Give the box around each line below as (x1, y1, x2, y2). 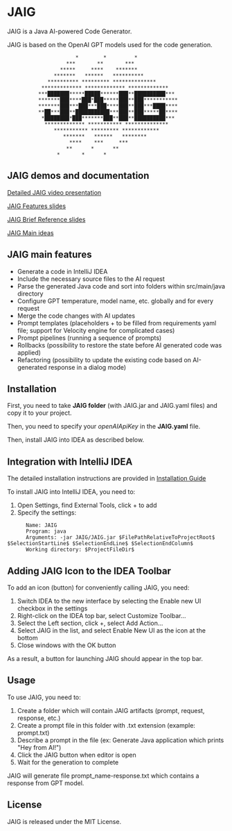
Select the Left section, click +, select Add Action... (17, 619, 163, 627)
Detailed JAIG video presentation (7, 188, 102, 196)
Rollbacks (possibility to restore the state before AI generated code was (17, 341, 222, 349)
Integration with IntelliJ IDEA (7, 456, 133, 468)
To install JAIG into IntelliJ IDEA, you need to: (7, 488, 136, 496)
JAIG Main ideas (7, 228, 54, 237)
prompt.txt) (17, 728, 50, 737)
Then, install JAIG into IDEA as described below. (7, 436, 144, 444)
